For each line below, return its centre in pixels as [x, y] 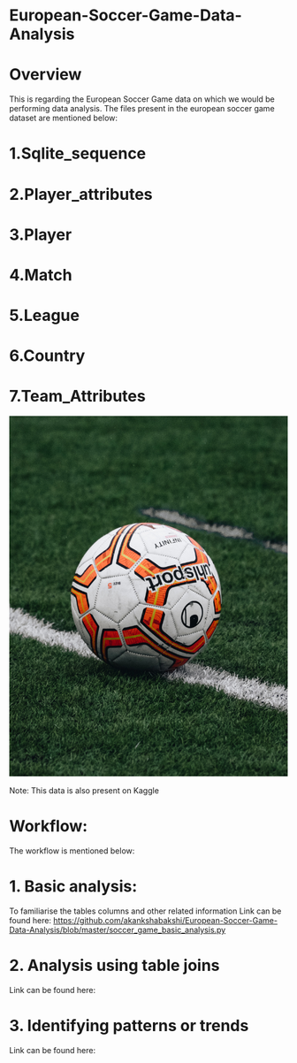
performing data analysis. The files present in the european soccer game [142, 109]
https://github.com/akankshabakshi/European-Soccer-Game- [165, 920]
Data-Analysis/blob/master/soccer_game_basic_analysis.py [118, 929]
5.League [44, 316]
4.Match [41, 275]
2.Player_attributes [81, 194]
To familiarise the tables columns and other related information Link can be [145, 911]
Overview [46, 75]
